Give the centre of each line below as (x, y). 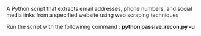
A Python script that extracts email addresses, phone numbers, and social (99, 9)
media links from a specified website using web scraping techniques (93, 15)
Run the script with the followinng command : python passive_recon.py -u (101, 27)
